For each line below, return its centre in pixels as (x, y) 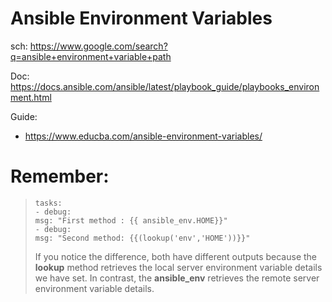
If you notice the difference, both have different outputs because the (176, 256)
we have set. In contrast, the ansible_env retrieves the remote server (177, 278)
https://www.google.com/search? (98, 46)
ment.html (31, 97)
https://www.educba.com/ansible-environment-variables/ (143, 136)
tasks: (48, 203)
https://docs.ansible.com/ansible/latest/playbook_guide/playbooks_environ (165, 86)
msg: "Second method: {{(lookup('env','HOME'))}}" (142, 238)
